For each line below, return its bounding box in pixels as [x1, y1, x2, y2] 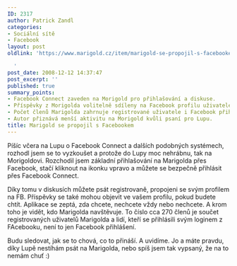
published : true [7, 82, 55, 89]
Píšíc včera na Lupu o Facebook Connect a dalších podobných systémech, [7, 141, 224, 149]
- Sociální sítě [7, 30, 55, 37]
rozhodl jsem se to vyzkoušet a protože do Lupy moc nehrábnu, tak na [7, 149, 212, 157]
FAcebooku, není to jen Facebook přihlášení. [7, 222, 136, 231]
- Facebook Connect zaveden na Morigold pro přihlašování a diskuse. [7, 96, 217, 103]
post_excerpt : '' [7, 76, 59, 83]
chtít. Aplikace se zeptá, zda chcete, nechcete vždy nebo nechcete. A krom [7, 199, 227, 209]
